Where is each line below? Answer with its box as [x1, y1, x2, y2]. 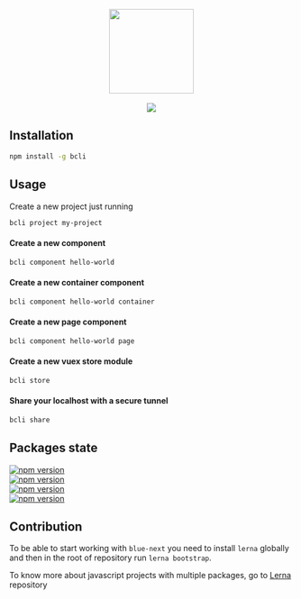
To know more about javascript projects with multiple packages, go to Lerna [9, 570, 291, 581]
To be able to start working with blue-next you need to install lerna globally [9, 543, 290, 554]
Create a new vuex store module [9, 356, 133, 367]
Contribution [9, 519, 83, 534]
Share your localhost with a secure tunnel [9, 395, 169, 406]
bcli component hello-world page [9, 336, 135, 346]
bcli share [9, 415, 50, 424]
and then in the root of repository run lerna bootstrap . [9, 552, 212, 563]
